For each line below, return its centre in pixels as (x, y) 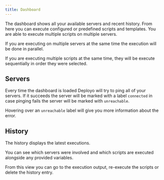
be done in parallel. (25, 49)
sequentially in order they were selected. (46, 63)
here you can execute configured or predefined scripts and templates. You (81, 29)
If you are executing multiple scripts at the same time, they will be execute (80, 58)
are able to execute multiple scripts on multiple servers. (61, 34)
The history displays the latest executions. (48, 143)
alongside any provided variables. (39, 158)
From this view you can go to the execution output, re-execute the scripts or (82, 167)
